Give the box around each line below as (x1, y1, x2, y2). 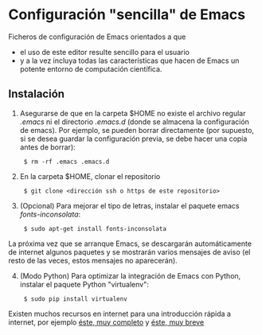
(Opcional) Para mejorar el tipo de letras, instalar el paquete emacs (19, 201, 240, 210)
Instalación (8, 88, 65, 101)
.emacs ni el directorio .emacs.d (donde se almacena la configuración (19, 117, 249, 127)
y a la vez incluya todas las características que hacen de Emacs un (19, 56, 240, 65)
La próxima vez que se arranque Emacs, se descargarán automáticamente (8, 239, 252, 248)
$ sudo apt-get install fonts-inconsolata (23, 224, 167, 232)
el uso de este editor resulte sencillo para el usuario (19, 47, 190, 56)
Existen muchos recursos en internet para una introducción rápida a (8, 309, 231, 318)
